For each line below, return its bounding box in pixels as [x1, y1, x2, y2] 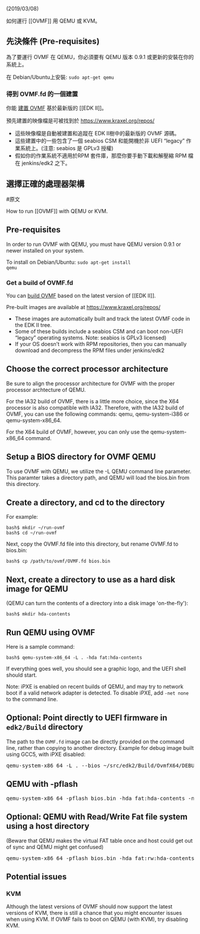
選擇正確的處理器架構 [6, 179, 85, 189]
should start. [6, 671, 37, 678]
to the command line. [6, 696, 58, 703]
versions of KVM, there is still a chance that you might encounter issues [6, 910, 182, 917]
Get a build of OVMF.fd [6, 278, 73, 287]
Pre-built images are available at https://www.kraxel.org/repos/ [6, 304, 161, 311]
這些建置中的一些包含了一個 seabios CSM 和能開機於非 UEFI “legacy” [14, 137, 185, 145]
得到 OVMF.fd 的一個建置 [6, 89, 79, 98]
